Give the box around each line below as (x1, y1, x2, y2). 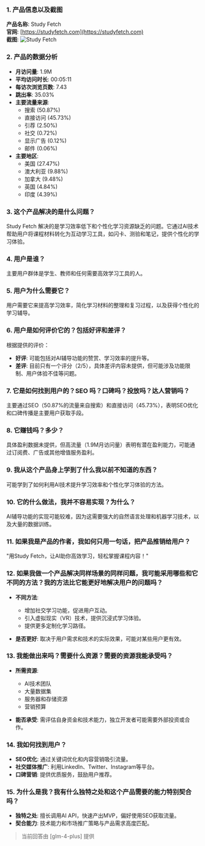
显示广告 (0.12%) (24, 137, 67, 144)
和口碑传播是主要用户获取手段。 (6, 409, 87, 417)
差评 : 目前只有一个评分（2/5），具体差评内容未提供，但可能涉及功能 (15, 362, 185, 369)
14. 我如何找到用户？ (6, 740, 67, 749)
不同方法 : (15, 593, 39, 601)
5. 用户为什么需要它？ (6, 286, 70, 295)
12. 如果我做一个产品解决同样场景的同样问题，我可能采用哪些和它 (6, 569, 198, 578)
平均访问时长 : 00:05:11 (15, 75, 72, 83)
